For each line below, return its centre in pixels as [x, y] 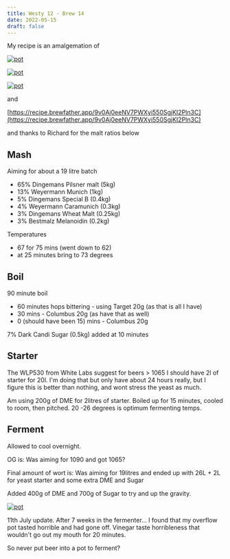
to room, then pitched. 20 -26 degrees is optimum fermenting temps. [105, 408]
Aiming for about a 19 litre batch [52, 171]
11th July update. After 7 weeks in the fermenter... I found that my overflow [112, 520]
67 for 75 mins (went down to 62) [64, 248]
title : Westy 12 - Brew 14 [46, 13]
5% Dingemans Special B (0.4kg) [64, 199]
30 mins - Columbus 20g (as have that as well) [83, 314]
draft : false [26, 26]
